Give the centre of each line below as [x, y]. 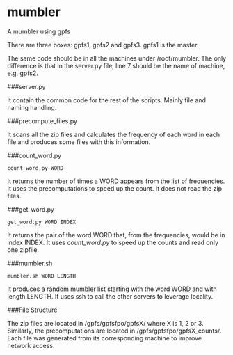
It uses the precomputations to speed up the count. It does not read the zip [115, 188]
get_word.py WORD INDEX [42, 222]
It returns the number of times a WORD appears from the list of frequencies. [116, 181]
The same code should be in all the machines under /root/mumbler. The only [117, 58]
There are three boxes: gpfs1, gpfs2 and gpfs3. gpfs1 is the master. [103, 45]
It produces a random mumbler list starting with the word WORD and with [112, 289]
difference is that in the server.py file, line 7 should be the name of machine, [116, 65]
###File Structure [32, 310]
